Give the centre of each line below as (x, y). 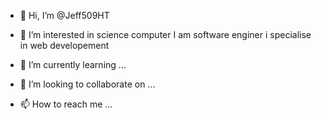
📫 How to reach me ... (66, 104)
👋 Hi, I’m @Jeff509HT (64, 15)
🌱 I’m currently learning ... (73, 64)
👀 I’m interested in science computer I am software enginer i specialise (165, 34)
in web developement (64, 45)
